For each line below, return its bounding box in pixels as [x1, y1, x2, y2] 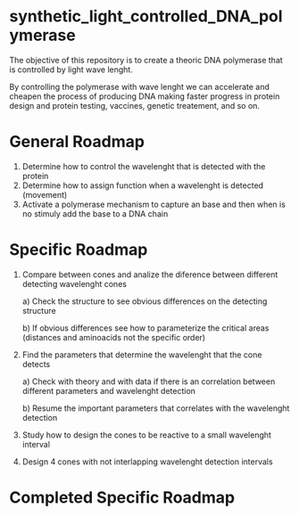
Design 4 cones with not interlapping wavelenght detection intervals [21, 456, 274, 467]
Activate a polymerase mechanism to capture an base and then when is [21, 199, 286, 209]
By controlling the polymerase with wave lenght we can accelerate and [9, 81, 270, 92]
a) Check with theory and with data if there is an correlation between [21, 376, 276, 387]
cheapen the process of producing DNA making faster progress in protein [9, 91, 280, 102]
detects [21, 358, 51, 369]
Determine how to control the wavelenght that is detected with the [21, 160, 266, 171]
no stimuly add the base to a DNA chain [21, 208, 169, 219]
